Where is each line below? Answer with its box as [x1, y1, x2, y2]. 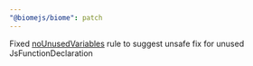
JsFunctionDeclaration [9, 47, 93, 59]
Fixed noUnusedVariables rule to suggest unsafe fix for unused [9, 38, 245, 49]
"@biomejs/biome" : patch [9, 13, 103, 23]
